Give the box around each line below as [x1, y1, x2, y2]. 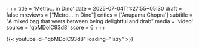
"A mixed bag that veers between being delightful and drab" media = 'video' [6, 18, 194, 24]
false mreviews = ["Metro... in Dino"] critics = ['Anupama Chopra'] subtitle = [6, 11, 193, 18]
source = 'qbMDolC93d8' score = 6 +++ [6, 24, 106, 31]
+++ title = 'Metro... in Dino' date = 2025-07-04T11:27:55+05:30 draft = [6, 5, 182, 12]
